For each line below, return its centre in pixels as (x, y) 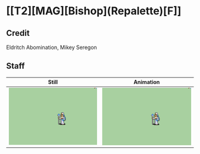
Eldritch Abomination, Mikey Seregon (51, 47)
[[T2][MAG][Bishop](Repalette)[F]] (94, 11)
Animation (147, 82)
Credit (18, 33)
